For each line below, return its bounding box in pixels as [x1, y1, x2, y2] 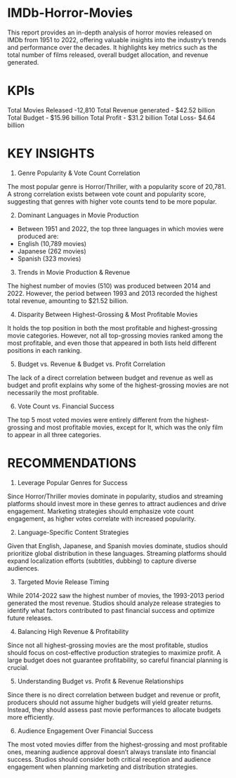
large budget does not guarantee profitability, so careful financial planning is [7, 656, 228, 664]
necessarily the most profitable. [7, 388, 100, 396]
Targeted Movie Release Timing [17, 578, 110, 586]
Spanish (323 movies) [17, 254, 81, 263]
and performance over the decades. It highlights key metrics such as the [7, 43, 218, 51]
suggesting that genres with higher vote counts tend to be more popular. [7, 197, 217, 205]
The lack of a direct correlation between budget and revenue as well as [7, 373, 214, 382]
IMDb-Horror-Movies [7, 5, 133, 21]
